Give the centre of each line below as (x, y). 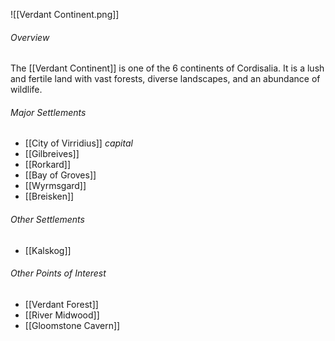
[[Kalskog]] (48, 250)
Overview (30, 37)
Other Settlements (47, 219)
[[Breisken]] (49, 196)
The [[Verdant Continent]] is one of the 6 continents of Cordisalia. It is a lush (167, 68)
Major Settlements (48, 112)
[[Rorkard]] (48, 165)
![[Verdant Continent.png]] (65, 14)
